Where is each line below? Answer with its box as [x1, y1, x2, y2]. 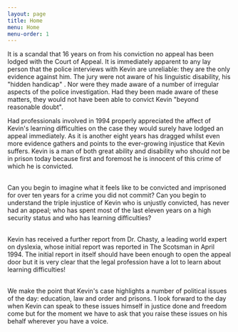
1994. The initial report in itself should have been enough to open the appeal [7, 250, 232, 259]
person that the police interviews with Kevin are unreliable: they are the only [7, 65, 230, 73]
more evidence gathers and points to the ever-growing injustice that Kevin [7, 140, 225, 148]
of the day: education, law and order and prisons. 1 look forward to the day [7, 294, 227, 303]
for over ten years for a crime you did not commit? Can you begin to [7, 191, 207, 199]
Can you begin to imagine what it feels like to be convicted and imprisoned [7, 183, 227, 192]
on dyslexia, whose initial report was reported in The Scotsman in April [7, 243, 215, 251]
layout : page [7, 10, 46, 18]
